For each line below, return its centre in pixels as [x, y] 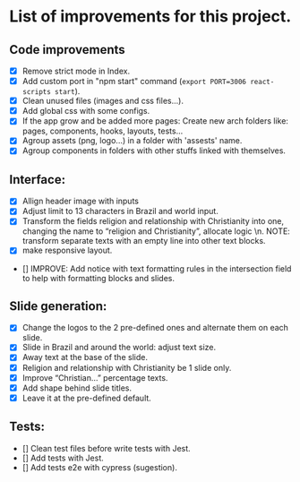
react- [262, 82]
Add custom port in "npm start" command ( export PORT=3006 [134, 82]
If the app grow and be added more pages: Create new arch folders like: [155, 121]
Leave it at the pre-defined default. [87, 398]
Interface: [37, 180]
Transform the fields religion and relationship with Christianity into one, [153, 221]
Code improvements [67, 50]
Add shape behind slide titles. [77, 388]
